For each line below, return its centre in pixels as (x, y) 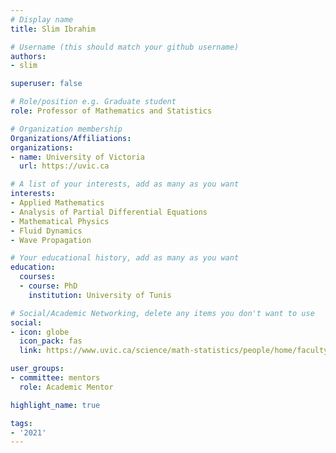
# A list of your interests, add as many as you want (125, 184)
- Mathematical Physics (60, 221)
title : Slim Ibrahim (53, 29)
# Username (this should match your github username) (125, 47)
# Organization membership (66, 129)
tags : (21, 423)
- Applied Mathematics (57, 203)
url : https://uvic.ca (64, 166)
